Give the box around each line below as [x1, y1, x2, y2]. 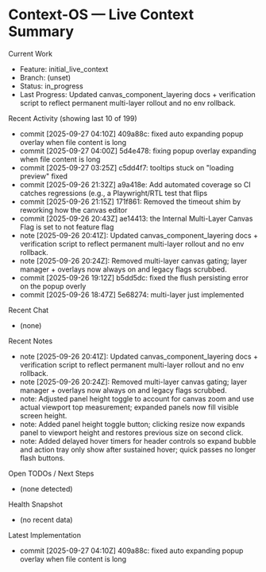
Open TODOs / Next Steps [8, 468, 94, 478]
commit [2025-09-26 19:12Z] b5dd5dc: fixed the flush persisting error [19, 272, 249, 282]
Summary [8, 22, 74, 41]
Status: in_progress [19, 81, 83, 91]
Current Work [8, 49, 53, 58]
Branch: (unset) [19, 72, 71, 82]
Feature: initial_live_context [19, 64, 109, 73]
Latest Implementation [8, 530, 82, 539]
